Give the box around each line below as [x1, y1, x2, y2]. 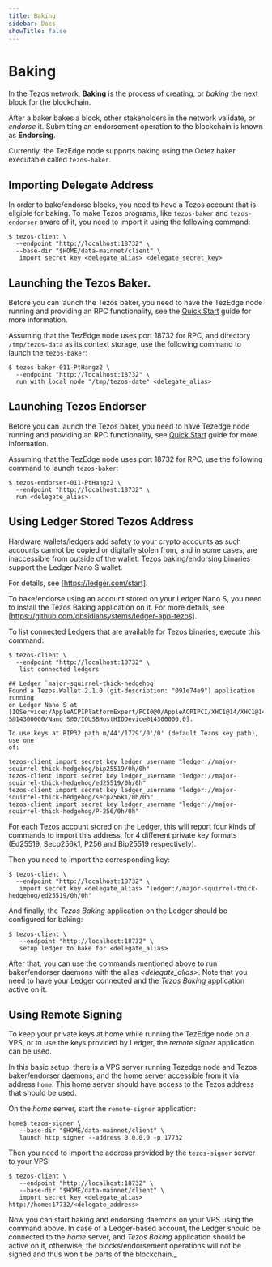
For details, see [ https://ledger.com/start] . [8, 578, 148, 588]
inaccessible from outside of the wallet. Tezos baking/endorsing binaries [8, 554, 251, 563]
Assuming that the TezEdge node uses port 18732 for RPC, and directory [8, 330, 251, 340]
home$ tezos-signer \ [8, 1119, 82, 1128]
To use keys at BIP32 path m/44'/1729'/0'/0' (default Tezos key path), [8, 729, 259, 737]
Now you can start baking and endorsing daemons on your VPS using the [8, 1215, 253, 1225]
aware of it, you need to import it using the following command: [39, 217, 251, 227]
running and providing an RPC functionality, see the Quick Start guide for [8, 306, 252, 316]
